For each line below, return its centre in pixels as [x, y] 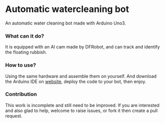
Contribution [21, 94]
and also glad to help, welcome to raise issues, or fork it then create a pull [81, 110]
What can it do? [25, 36]
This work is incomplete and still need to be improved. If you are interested [82, 105]
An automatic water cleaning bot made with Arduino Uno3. [66, 23]
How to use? [21, 65]
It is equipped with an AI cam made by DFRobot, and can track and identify [82, 47]
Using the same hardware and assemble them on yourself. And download [81, 76]
